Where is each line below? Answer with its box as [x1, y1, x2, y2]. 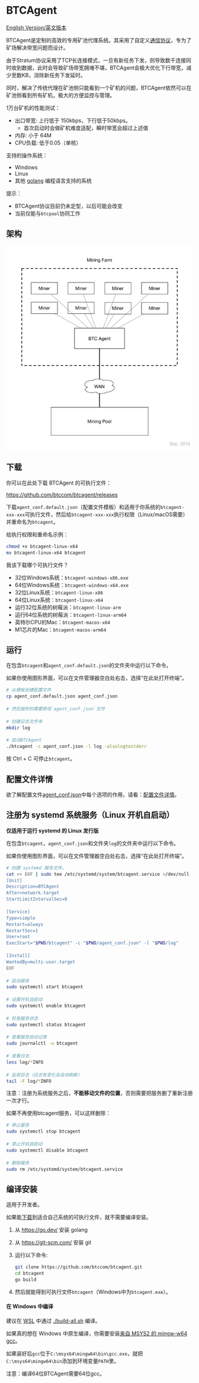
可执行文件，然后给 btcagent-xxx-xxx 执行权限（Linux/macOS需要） [24, 511, 188, 518]
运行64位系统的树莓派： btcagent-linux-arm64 [14, 611, 127, 618]
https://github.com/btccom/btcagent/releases [6, 491, 118, 498]
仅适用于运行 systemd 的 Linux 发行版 [6, 827, 99, 834]
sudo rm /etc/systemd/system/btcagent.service [6, 1166, 123, 1172]
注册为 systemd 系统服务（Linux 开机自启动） [6, 810, 175, 821]
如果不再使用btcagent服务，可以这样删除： [6, 1109, 111, 1117]
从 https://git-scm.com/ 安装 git [14, 1239, 92, 1246]
